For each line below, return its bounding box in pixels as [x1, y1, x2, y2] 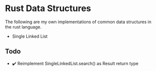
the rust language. [5, 24, 42, 29]
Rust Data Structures [5, 3, 91, 14]
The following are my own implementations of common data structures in [5, 19, 152, 25]
